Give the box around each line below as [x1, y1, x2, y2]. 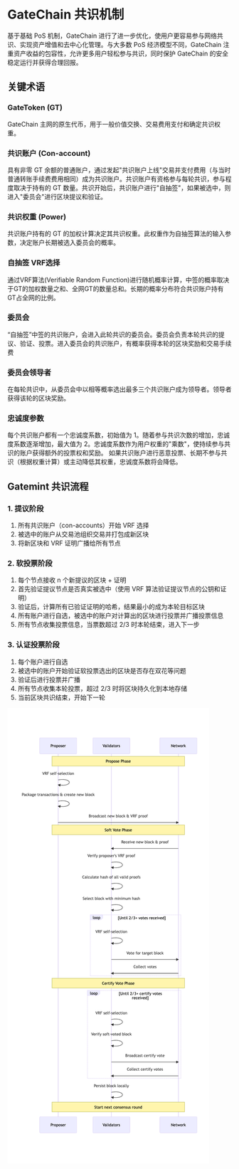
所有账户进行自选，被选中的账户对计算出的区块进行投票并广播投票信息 [17, 611, 224, 620]
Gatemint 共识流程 [7, 480, 89, 492]
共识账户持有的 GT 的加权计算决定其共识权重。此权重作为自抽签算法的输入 [7, 229, 225, 238]
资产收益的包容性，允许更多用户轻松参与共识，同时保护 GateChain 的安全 [13, 49, 229, 58]
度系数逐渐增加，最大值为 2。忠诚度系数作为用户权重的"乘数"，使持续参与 [7, 440, 225, 448]
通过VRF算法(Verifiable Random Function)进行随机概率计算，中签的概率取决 [7, 275, 230, 284]
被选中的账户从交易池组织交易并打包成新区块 [17, 530, 149, 539]
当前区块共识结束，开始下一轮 [17, 693, 105, 702]
